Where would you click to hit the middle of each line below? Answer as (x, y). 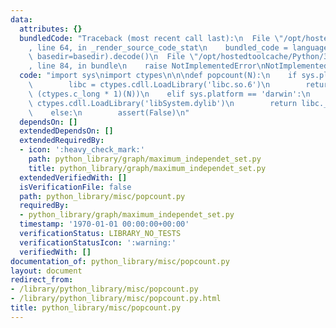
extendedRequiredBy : (62, 141)
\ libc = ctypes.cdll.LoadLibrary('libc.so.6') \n (149, 85)
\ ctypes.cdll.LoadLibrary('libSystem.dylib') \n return (163, 103)
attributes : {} (51, 29)
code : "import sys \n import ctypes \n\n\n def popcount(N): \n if (158, 76)
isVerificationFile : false (75, 187)
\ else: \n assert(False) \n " (109, 112)
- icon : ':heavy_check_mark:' (82, 150)
